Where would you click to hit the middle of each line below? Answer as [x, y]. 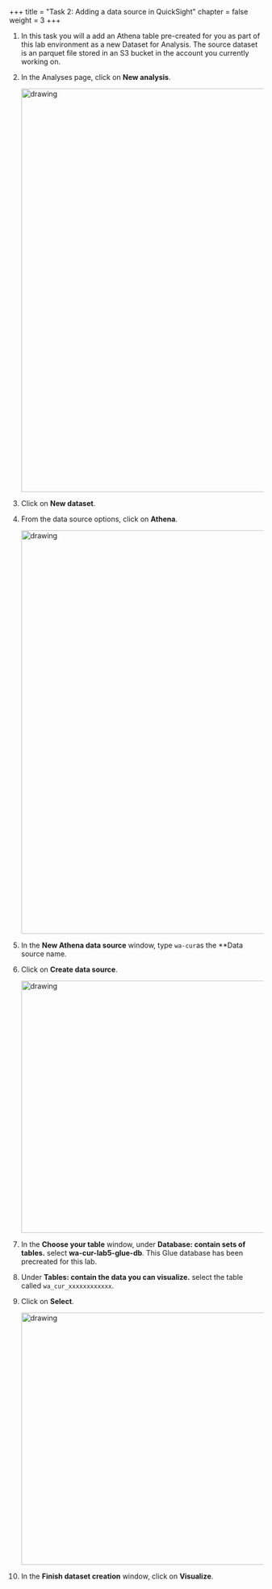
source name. [44, 954]
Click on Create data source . [69, 969]
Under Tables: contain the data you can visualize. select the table [132, 1277]
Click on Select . [48, 1301]
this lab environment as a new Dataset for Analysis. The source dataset [139, 44]
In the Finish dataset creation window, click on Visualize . [117, 1576]
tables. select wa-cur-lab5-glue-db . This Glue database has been [132, 1253]
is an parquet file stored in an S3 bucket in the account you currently [135, 53]
